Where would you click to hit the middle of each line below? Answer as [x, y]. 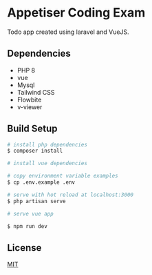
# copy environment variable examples [63, 176]
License [24, 248]
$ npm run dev [28, 226]
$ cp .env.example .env [41, 182]
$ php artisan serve [37, 201]
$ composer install [35, 151]
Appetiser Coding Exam [76, 13]
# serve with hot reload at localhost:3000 [70, 195]
